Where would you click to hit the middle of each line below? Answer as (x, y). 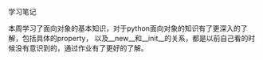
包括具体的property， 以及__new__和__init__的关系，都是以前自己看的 (135, 38)
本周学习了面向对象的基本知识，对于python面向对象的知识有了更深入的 (124, 28)
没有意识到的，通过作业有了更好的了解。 (81, 48)
